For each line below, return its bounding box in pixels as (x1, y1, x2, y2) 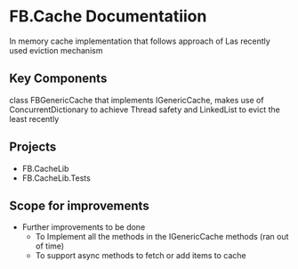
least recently (9, 113, 60, 124)
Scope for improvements (9, 198, 149, 213)
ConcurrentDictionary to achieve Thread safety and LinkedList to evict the (9, 104, 280, 115)
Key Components (9, 71, 108, 86)
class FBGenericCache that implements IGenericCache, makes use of (9, 94, 264, 105)
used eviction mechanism (9, 45, 103, 55)
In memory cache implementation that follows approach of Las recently (9, 36, 271, 46)
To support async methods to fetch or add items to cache (35, 250, 246, 261)
